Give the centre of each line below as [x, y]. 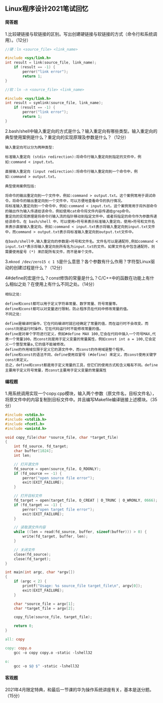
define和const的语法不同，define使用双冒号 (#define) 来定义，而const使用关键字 [81, 355]
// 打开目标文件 [28, 496]
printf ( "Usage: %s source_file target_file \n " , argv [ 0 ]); [82, 586]
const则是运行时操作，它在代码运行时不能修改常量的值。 [54, 329]
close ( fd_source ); [32, 554]
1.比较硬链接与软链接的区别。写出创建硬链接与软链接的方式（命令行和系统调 [81, 34]
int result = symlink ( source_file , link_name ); [54, 103]
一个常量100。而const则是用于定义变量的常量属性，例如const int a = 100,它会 [80, 339]
